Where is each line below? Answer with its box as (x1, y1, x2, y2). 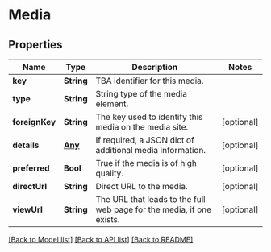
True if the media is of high (95, 158, 198, 168)
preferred (12, 163, 50, 174)
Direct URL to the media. (95, 181, 188, 192)
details (12, 139, 40, 151)
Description (131, 62, 178, 72)
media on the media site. (95, 122, 189, 132)
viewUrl (12, 204, 43, 215)
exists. (95, 214, 120, 225)
